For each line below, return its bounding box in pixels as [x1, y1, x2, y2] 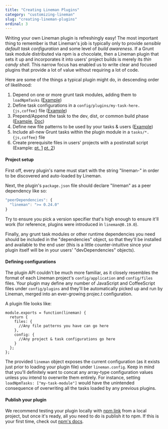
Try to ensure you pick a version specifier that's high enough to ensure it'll [5, 216, 159, 222]
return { [10, 315, 28, 320]
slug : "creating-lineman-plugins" [5, 17, 78, 22]
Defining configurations [5, 259, 56, 265]
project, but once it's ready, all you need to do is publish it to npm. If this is [5, 413, 159, 419]
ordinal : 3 [5, 21, 28, 27]
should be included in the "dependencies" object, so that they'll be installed [5, 237, 161, 243]
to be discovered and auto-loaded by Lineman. [5, 173, 102, 179]
